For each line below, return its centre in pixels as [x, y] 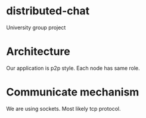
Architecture [38, 52]
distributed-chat [48, 11]
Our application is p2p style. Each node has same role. [73, 68]
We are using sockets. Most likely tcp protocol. [63, 108]
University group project [36, 27]
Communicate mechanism [73, 92]
